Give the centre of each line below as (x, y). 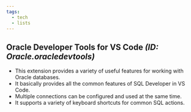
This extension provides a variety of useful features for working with (99, 71)
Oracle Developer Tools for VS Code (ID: (82, 47)
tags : (13, 12)
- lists (21, 23)
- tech (20, 17)
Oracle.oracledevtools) (51, 57)
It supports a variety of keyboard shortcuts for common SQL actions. (100, 103)
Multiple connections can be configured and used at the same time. (98, 96)
